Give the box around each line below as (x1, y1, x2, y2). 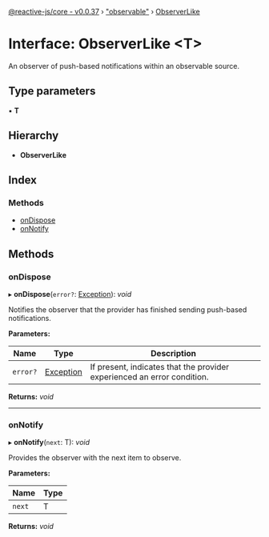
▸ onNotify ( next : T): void (8, 438, 90, 447)
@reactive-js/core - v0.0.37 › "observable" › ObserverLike (8, 7, 200, 16)
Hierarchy (8, 129, 59, 142)
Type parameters (8, 84, 96, 98)
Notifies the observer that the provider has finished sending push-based (8, 304, 247, 315)
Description (151, 347, 196, 359)
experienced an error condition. (90, 371, 210, 383)
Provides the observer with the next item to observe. (8, 453, 182, 463)
